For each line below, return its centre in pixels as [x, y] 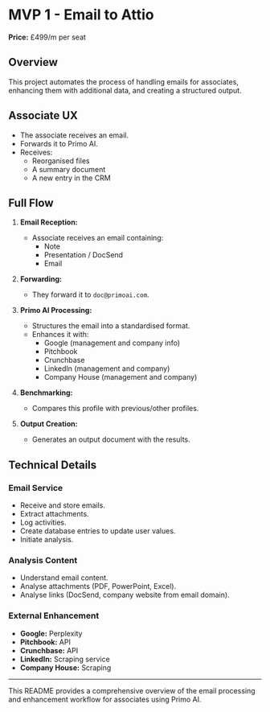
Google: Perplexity [51, 633]
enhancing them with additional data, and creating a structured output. [125, 90]
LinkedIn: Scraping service [65, 659]
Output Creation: [49, 424]
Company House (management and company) [121, 377]
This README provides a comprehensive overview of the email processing [132, 690]
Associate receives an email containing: [98, 238]
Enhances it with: [60, 335]
